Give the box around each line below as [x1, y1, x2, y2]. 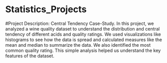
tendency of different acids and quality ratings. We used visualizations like [5, 31, 161, 37]
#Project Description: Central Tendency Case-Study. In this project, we [5, 20, 154, 26]
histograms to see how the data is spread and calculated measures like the [5, 37, 162, 43]
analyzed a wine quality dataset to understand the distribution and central [5, 25, 160, 31]
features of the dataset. [5, 52, 54, 59]
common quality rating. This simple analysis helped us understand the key [5, 47, 161, 53]
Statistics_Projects [5, 4, 87, 15]
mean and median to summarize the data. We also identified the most [5, 42, 151, 48]
